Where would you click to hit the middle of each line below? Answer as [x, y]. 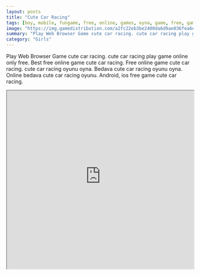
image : [14, 28]
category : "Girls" [29, 39]
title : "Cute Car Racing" [38, 17]
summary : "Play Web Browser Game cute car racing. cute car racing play [98, 34]
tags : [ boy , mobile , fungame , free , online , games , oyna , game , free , [95, 23]
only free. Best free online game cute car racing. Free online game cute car [98, 62]
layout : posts [24, 12]
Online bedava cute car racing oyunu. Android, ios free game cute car [91, 75]
